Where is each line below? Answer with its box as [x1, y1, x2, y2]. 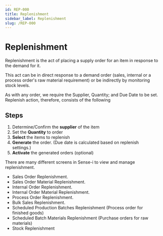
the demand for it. [5, 63, 41, 68]
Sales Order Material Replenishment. [12, 179, 86, 185]
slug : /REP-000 [5, 20, 36, 26]
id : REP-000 [5, 7, 29, 12]
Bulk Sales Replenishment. [12, 200, 66, 205]
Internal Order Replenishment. [12, 184, 72, 190]
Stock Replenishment [12, 225, 55, 231]
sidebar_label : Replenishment [5, 16, 67, 21]
